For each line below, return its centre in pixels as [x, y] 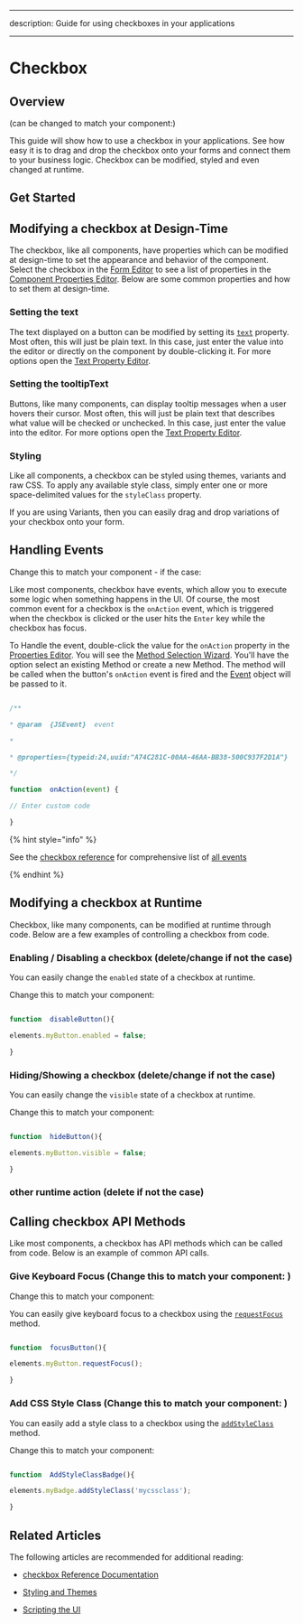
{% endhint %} [37, 874]
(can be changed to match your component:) [92, 123]
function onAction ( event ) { [64, 790]
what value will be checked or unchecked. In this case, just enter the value [148, 423]
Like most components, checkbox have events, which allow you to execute [148, 589]
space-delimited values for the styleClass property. [106, 495]
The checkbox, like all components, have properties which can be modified [149, 250]
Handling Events [56, 551]
